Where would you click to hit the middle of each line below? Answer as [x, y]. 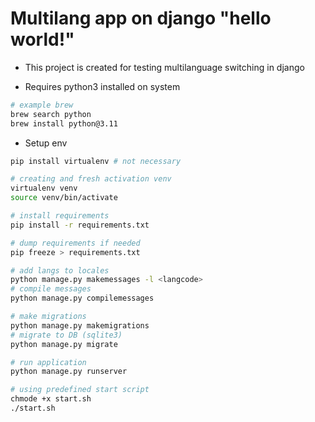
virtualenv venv [44, 188]
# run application [48, 362]
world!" [42, 39]
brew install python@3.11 [64, 123]
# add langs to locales [60, 270]
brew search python [51, 114]
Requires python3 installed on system [102, 86]
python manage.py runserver [69, 372]
